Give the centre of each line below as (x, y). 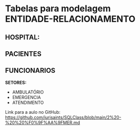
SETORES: (16, 82)
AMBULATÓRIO (28, 92)
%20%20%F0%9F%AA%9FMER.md (43, 122)
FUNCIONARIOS (30, 71)
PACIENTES (23, 54)
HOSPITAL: (22, 37)
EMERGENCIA (26, 97)
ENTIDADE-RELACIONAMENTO (70, 19)
